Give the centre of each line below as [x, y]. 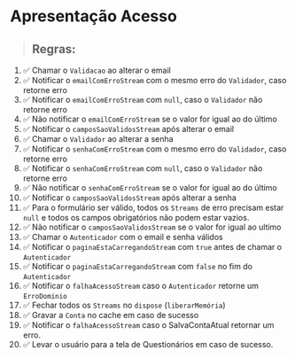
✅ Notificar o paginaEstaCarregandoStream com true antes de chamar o [152, 247]
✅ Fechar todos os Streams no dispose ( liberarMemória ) [124, 305]
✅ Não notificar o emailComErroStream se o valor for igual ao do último [150, 119]
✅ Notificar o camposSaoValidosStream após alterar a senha [130, 198]
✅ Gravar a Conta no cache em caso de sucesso [111, 315]
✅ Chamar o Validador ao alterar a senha [98, 139]
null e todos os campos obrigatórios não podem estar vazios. [136, 218]
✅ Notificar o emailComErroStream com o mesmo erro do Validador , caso [155, 80]
